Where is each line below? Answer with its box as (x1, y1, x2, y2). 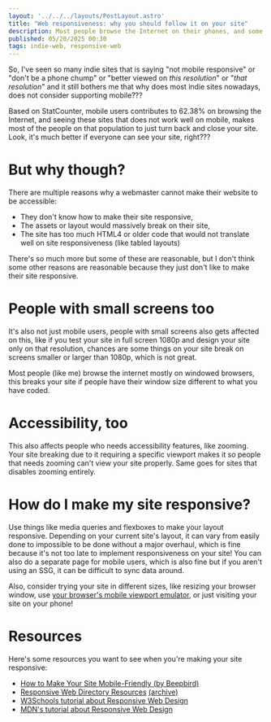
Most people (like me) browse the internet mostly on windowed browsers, (8, 368, 255, 378)
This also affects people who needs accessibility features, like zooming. (8, 440, 249, 450)
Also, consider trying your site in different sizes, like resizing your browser (8, 581, 256, 591)
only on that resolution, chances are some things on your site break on (8, 343, 244, 353)
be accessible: (8, 196, 58, 206)
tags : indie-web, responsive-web (8, 42, 122, 50)
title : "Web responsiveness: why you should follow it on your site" (8, 20, 249, 28)
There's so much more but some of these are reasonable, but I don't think (8, 254, 256, 264)
